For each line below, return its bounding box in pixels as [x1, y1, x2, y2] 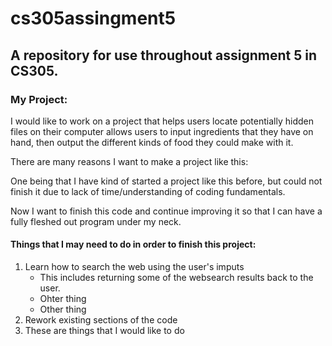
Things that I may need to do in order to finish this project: [10, 238, 257, 251]
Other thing [39, 303, 87, 316]
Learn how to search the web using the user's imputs [24, 261, 245, 273]
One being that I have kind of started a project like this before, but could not [10, 175, 323, 187]
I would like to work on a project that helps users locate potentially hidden [10, 115, 314, 127]
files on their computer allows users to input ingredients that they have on [10, 125, 314, 137]
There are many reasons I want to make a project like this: [10, 155, 249, 167]
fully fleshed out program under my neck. [10, 215, 182, 227]
